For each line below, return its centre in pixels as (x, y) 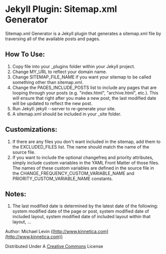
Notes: (16, 194)
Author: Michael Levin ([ (30, 232)
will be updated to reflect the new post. (52, 103)
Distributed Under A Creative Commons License (54, 247)
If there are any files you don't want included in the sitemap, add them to (86, 141)
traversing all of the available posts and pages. (53, 39)
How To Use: (25, 54)
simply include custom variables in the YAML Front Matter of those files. (86, 163)
